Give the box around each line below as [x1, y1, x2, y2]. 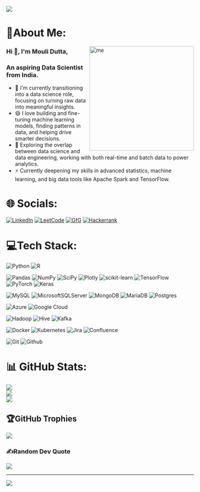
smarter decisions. [14, 135, 61, 143]
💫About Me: [6, 26, 67, 40]
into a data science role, [14, 91, 74, 98]
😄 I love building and [14, 110, 67, 117]
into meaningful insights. [14, 103, 76, 110]
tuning [14, 116, 31, 123]
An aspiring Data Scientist [6, 63, 83, 72]
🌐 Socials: [6, 197, 58, 210]
